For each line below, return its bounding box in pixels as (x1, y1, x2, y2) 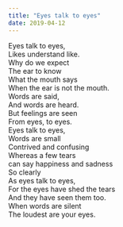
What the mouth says (8, 75, 78, 84)
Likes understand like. (8, 49, 80, 59)
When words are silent (8, 201, 82, 210)
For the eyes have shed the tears (8, 184, 116, 194)
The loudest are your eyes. (8, 210, 96, 219)
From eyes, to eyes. (8, 117, 73, 126)
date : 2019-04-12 (8, 19, 66, 27)
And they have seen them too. (8, 192, 107, 202)
